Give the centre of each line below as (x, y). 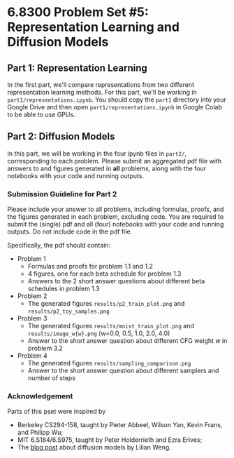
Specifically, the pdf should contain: (59, 245)
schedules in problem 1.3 (64, 289)
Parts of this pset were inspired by (57, 412)
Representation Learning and (94, 27)
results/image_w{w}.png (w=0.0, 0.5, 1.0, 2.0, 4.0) (99, 333)
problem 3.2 (45, 349)
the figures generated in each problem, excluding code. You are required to (116, 217)
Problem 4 (32, 356)
